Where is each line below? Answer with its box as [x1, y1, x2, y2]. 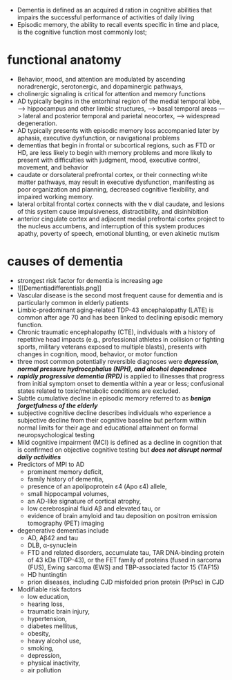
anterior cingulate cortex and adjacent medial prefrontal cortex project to [17, 214, 225, 223]
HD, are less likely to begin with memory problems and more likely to [17, 148, 213, 156]
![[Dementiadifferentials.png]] [17, 284, 102, 292]
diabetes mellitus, [27, 622, 78, 630]
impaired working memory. [17, 192, 94, 201]
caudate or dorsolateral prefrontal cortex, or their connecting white [17, 170, 209, 178]
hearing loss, [27, 600, 65, 608]
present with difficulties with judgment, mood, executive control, [17, 156, 200, 164]
